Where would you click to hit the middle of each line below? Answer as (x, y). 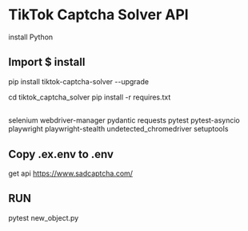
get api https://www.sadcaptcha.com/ (71, 173)
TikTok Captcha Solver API (99, 15)
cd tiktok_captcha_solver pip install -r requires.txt (90, 97)
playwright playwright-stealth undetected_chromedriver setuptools (118, 129)
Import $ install (47, 62)
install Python (31, 37)
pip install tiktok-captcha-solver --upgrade (79, 81)
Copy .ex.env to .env (61, 154)
